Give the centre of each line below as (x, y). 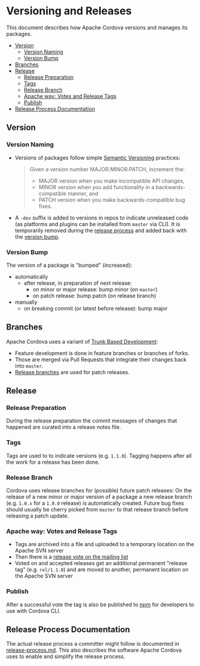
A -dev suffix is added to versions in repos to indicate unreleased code (101, 218)
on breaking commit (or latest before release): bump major (96, 308)
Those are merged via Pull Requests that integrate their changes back (101, 359)
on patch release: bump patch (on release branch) (94, 295)
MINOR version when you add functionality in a (96, 187)
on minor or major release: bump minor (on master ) (95, 289)
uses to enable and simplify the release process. (66, 656)
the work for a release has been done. (53, 462)
